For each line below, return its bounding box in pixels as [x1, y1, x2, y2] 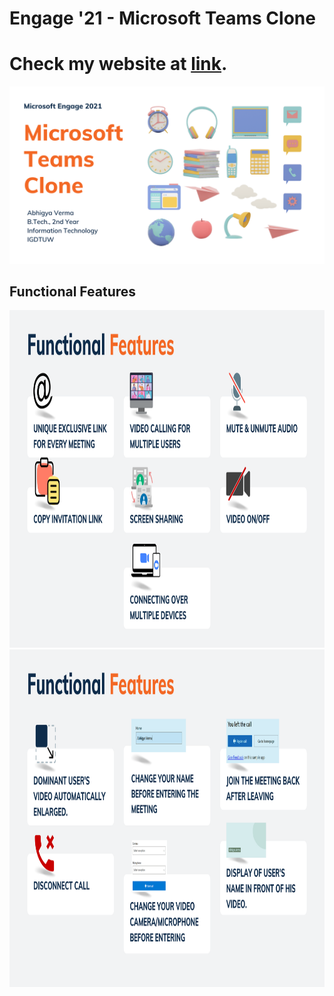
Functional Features [9, 283, 137, 301]
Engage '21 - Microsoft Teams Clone [9, 7, 316, 30]
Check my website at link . [9, 53, 228, 76]
